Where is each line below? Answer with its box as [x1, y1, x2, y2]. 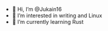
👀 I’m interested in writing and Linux [12, 12, 103, 19]
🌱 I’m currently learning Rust [12, 18, 84, 25]
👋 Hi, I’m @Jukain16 [12, 6, 62, 13]
